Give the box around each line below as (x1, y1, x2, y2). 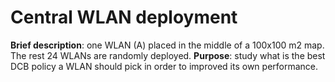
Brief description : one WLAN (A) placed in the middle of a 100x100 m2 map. (10, 39, 325, 51)
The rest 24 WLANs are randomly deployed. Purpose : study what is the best (10, 49, 326, 61)
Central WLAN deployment (10, 6, 238, 29)
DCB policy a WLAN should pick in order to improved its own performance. (10, 60, 319, 72)
